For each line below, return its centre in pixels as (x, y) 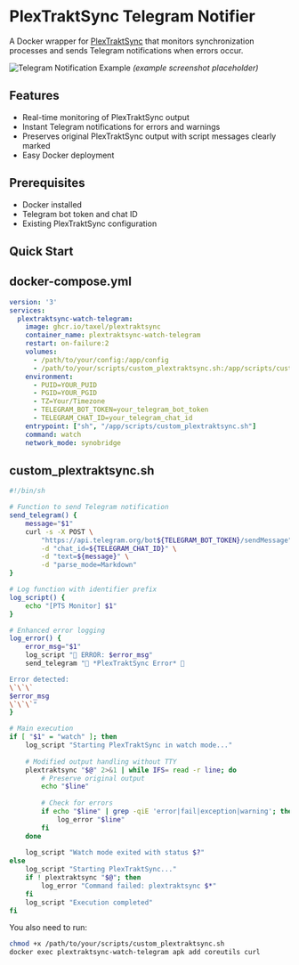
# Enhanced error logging (57, 630)
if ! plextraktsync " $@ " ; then (83, 878)
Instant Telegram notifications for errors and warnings (121, 126)
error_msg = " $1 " (53, 647)
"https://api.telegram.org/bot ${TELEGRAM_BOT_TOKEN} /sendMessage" (167, 540)
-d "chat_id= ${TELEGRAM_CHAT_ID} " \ (109, 548)
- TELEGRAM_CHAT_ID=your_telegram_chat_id (113, 418)
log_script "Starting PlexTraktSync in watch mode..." (129, 745)
